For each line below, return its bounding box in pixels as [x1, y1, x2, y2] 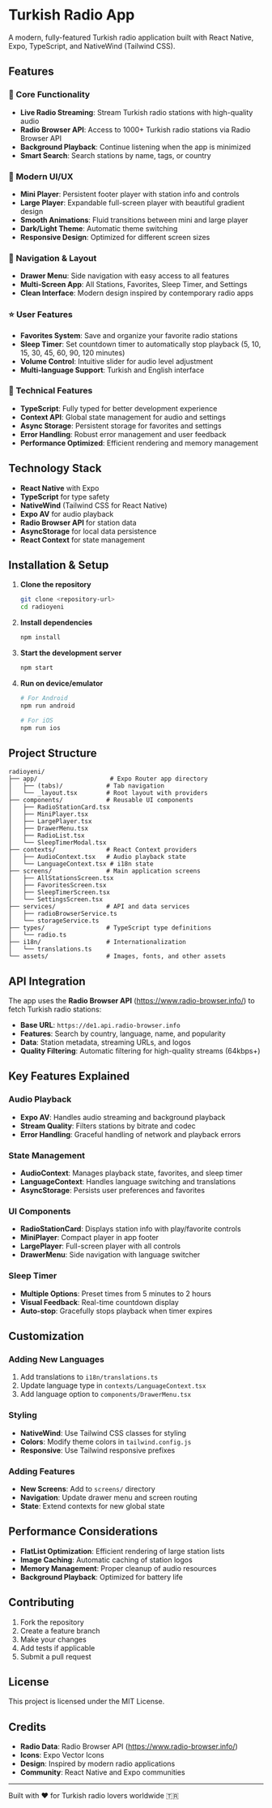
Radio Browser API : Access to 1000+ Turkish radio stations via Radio [19, 124, 251, 135]
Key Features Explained [8, 1069, 130, 1084]
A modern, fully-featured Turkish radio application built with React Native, [8, 32, 254, 42]
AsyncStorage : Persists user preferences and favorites [19, 1186, 205, 1196]
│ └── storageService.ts [8, 917, 100, 925]
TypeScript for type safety [19, 492, 110, 501]
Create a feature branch [19, 1625, 100, 1635]
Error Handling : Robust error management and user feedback [19, 429, 227, 439]
